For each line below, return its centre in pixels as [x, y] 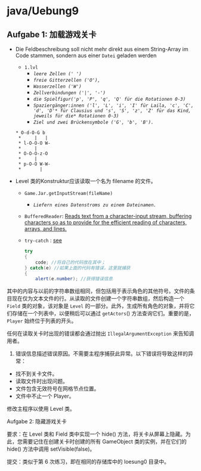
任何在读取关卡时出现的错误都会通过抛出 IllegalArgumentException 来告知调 [101, 334]
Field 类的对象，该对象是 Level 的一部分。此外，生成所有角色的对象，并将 [98, 306]
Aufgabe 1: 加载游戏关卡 [52, 34]
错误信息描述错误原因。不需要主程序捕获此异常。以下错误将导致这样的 [102, 354]
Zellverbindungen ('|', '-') [69, 93]
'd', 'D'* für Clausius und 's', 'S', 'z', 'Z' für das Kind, [112, 111]
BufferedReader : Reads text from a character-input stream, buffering [108, 216]
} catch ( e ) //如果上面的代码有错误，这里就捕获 [77, 268]
